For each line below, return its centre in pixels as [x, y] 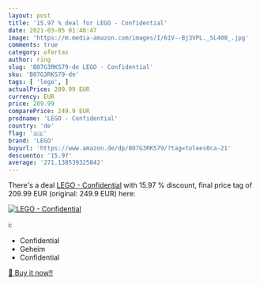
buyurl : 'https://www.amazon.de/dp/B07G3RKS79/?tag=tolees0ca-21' [120, 148]
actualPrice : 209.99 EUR [49, 89]
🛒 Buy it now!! [31, 273]
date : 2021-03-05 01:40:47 [53, 30]
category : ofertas [38, 52]
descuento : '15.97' [40, 155]
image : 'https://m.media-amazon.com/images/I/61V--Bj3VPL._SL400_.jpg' [128, 38]
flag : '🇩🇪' [28, 133]
